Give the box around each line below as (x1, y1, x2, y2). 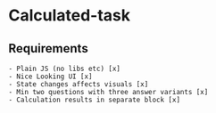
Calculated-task (8, 5, 131, 26)
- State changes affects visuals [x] (8, 80, 149, 89)
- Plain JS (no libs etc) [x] (8, 64, 121, 73)
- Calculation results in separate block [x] (8, 95, 180, 104)
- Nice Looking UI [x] (8, 72, 93, 81)
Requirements (8, 41, 88, 56)
